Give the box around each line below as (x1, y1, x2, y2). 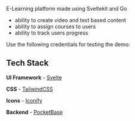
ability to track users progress (14, 29, 89, 36)
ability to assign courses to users (14, 23, 96, 30)
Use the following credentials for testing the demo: (6, 41, 130, 48)
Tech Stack (6, 58, 49, 68)
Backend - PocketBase (6, 108, 63, 116)
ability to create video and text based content (14, 17, 127, 23)
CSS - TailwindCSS (6, 85, 54, 92)
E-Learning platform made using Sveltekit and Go (6, 5, 127, 12)
